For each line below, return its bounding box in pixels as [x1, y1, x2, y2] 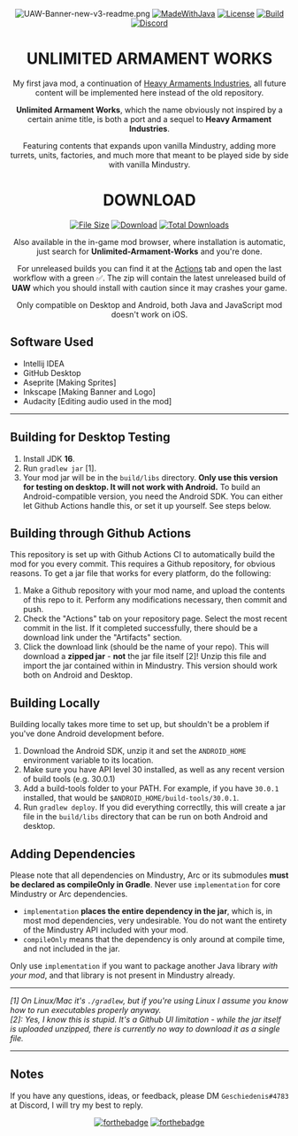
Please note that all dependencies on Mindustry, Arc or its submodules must [10, 870, 289, 880]
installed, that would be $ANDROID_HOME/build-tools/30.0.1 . [22, 793, 240, 803]
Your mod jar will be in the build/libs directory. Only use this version [22, 472, 279, 482]
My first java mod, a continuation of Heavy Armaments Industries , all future [12, 78, 287, 88]
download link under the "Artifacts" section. [22, 633, 182, 643]
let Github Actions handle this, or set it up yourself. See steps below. [22, 500, 272, 510]
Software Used [10, 334, 94, 349]
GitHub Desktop [22, 367, 82, 378]
